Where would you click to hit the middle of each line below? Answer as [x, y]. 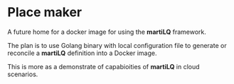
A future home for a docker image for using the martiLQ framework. [107, 32]
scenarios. [23, 74]
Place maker [45, 12]
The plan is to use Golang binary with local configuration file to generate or [117, 45]
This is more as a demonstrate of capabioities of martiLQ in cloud [104, 66]
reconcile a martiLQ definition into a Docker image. [82, 53]
